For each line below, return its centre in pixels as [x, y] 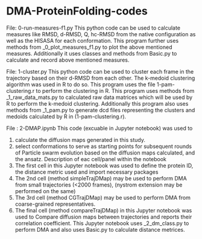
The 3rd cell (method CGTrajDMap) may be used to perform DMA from [103, 197]
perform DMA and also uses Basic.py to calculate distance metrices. [100, 229]
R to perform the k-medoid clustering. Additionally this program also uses [97, 103]
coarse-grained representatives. [55, 204]
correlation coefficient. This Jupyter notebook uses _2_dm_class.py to [102, 223]
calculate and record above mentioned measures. [68, 60]
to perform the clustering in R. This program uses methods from [115, 91]
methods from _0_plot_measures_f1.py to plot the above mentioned [89, 47]
